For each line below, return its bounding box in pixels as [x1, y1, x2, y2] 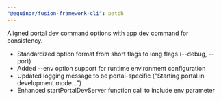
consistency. [7, 36, 43, 45]
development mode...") [16, 78, 82, 87]
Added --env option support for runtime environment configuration [16, 64, 206, 72]
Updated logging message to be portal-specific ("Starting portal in [16, 71, 205, 80]
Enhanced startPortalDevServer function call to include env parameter [16, 86, 216, 94]
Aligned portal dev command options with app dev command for [7, 29, 189, 37]
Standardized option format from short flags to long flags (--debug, [16, 49, 207, 58]
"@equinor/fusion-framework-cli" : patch [7, 10, 125, 17]
